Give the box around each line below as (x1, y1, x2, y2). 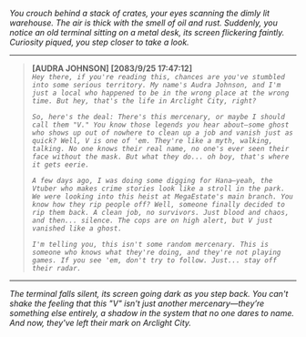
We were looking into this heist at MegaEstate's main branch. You (31, 192, 293, 201)
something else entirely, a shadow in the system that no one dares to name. (9, 308, 294, 318)
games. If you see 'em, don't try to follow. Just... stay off (31, 256, 278, 265)
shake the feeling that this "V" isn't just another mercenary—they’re (9, 298, 265, 309)
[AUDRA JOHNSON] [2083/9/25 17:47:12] (31, 63, 193, 74)
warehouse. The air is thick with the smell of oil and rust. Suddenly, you (9, 17, 278, 28)
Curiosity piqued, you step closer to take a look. (9, 36, 189, 47)
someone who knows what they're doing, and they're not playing (31, 248, 281, 257)
